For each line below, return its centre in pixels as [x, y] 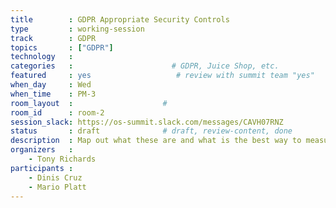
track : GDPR [53, 38]
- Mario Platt [57, 187]
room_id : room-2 [57, 112]
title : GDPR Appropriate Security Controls [120, 19]
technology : [42, 57]
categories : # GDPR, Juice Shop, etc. [145, 66]
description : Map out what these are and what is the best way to [156, 141]
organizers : [42, 150]
